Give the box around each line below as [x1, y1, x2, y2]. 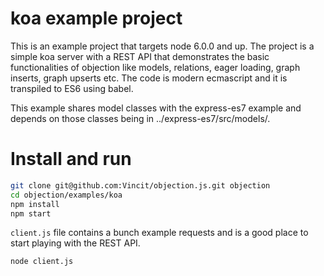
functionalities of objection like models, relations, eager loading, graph [10, 61, 301, 73]
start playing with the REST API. [10, 237, 141, 249]
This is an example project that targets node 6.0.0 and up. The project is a [10, 40, 315, 52]
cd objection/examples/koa [10, 190, 123, 200]
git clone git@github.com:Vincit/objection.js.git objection [10, 180, 271, 191]
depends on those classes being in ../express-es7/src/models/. [10, 112, 271, 124]
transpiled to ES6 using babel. [10, 82, 134, 94]
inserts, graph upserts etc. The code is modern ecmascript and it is [10, 72, 288, 84]
